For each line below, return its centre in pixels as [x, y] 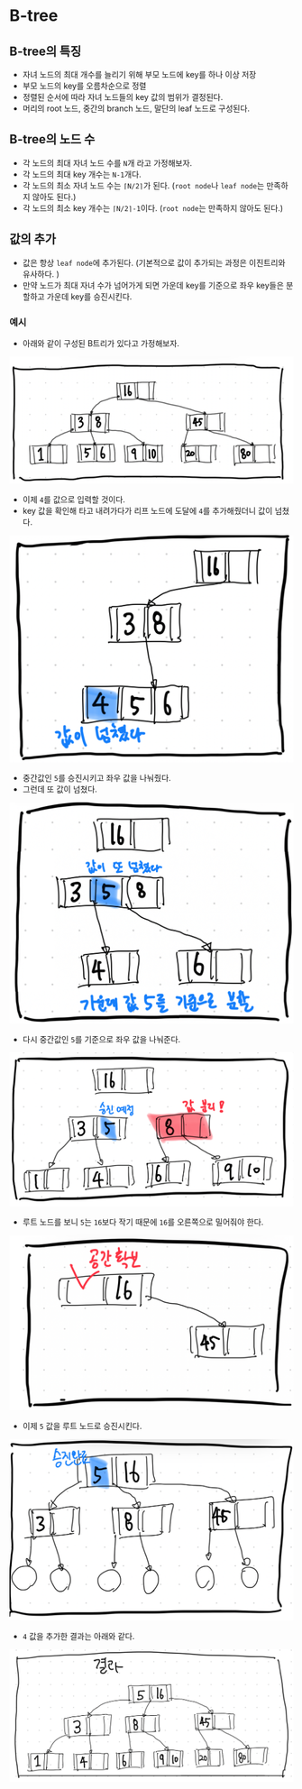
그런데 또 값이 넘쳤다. [59, 789]
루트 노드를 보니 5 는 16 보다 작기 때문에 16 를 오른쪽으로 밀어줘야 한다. [143, 1222]
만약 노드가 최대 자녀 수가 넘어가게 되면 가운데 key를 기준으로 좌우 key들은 [153, 285]
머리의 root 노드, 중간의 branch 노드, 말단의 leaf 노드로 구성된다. [136, 108]
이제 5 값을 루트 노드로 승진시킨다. [82, 1427]
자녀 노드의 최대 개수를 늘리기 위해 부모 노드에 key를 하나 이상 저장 [139, 74]
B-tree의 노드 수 [52, 139]
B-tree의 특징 [46, 51]
